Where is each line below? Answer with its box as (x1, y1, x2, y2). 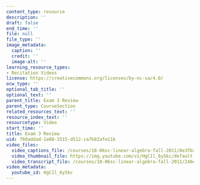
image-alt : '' (11, 58, 46, 64)
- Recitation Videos (6, 70, 58, 76)
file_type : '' (6, 36, 42, 42)
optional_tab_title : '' (6, 87, 65, 92)
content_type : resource (6, 8, 65, 15)
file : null (6, 31, 33, 37)
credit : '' (11, 53, 39, 59)
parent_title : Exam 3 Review (6, 97, 79, 103)
